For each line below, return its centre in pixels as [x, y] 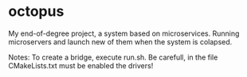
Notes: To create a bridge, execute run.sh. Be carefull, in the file [113, 57]
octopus [36, 12]
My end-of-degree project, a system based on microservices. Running [124, 33]
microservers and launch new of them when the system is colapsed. [120, 41]
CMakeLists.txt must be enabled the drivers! [81, 65]
